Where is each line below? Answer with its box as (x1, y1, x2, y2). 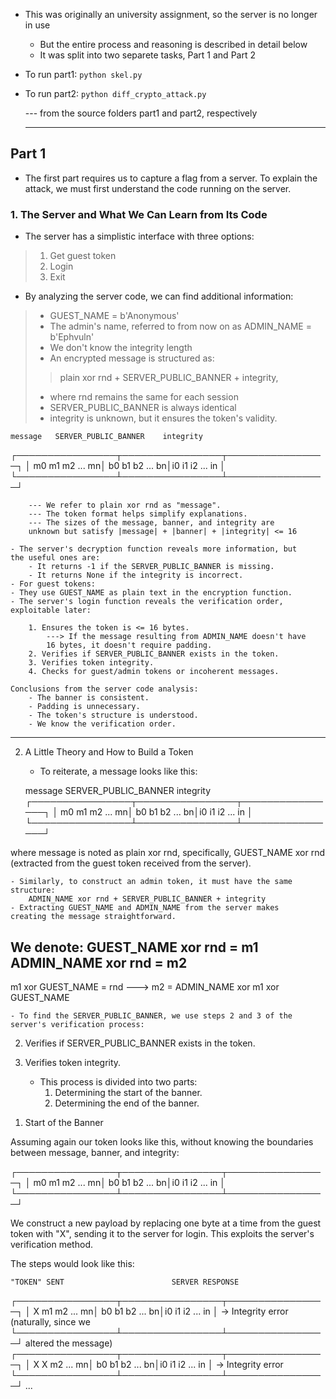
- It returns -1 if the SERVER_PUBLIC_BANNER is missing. (28, 562, 275, 572)
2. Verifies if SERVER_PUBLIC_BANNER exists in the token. (28, 649, 280, 659)
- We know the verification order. (28, 719, 177, 729)
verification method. (10, 1238, 93, 1250)
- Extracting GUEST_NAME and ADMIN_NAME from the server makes (10, 903, 280, 913)
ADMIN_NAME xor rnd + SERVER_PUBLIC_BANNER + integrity (28, 894, 267, 904)
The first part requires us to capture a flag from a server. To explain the (24, 172, 318, 184)
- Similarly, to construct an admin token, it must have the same (10, 877, 293, 887)
